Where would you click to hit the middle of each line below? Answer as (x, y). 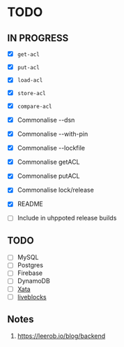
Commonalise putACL (48, 176)
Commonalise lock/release (55, 190)
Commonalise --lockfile (51, 148)
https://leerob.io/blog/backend (61, 336)
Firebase (30, 273)
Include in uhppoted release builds (67, 218)
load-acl (30, 80)
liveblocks (32, 297)
